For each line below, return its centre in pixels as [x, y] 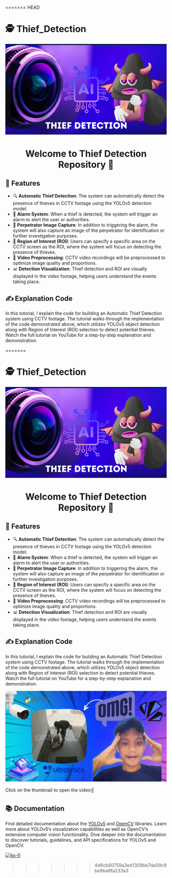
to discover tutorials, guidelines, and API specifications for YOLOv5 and [81, 840]
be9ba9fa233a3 [112, 870]
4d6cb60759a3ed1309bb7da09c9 [131, 865]
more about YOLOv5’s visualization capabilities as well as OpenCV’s [77, 829]
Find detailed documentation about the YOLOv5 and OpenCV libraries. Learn [86, 823]
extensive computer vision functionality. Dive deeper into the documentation [86, 834]
